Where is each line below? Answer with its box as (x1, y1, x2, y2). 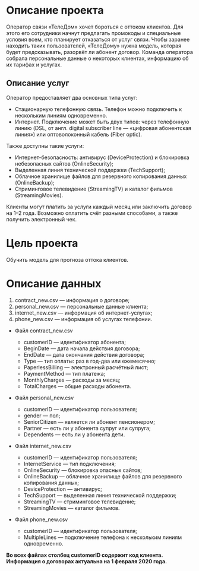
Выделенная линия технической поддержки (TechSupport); (14, 166, 165, 173)
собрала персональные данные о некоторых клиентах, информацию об (6, 55, 189, 62)
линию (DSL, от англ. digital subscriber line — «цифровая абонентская (14, 124, 192, 131)
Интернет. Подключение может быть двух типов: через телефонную (14, 118, 189, 125)
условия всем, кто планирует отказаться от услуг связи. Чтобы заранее (6, 36, 190, 43)
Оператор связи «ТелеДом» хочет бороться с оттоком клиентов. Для (6, 23, 184, 30)
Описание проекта (6, 4, 104, 17)
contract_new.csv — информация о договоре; (14, 296, 130, 303)
